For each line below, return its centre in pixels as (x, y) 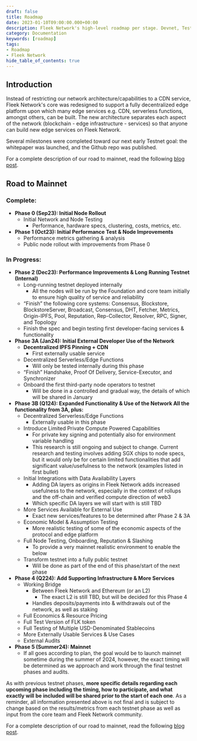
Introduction (29, 84)
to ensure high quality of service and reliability (88, 297)
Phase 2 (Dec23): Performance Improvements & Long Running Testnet (102, 272)
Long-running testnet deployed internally (73, 285)
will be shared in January (62, 397)
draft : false (22, 11)
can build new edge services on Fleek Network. (64, 130)
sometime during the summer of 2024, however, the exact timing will (106, 659)
